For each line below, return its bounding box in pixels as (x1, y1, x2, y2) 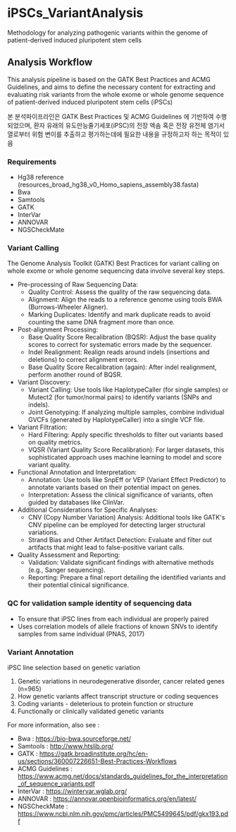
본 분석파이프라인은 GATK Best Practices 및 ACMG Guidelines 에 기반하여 (7, 112, 214, 121)
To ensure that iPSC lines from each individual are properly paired (17, 614, 209, 623)
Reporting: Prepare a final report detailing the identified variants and (27, 573, 226, 582)
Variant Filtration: (17, 423, 68, 432)
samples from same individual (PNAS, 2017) (17, 629, 145, 638)
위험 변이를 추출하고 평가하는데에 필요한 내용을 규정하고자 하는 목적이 (31, 129, 222, 139)
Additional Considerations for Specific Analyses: (17, 505, 159, 514)
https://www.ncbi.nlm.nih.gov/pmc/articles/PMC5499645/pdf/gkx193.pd (17, 809, 229, 818)
